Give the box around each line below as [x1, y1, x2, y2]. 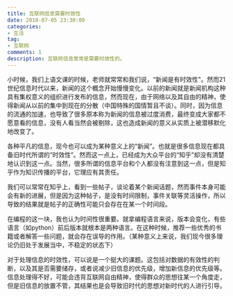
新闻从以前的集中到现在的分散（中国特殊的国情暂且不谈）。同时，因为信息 [12, 101, 223, 110]
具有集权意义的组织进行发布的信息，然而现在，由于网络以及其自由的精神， [7, 92, 220, 101]
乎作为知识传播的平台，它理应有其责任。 [7, 168, 123, 176]
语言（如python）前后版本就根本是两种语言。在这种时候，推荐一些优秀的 [7, 223, 216, 232]
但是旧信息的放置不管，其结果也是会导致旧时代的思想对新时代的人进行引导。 [7, 281, 226, 290]
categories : [7, 23, 42, 30]
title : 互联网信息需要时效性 [7, 10, 81, 17]
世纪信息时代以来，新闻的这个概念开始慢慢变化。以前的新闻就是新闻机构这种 [7, 84, 226, 92]
